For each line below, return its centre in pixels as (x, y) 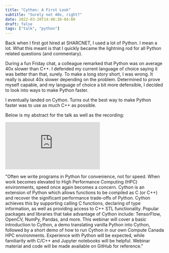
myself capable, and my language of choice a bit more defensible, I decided (84, 85)
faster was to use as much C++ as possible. (51, 105)
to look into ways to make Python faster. (47, 90)
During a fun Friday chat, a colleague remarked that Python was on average (84, 64)
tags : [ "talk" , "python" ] (32, 29)
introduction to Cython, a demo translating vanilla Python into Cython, (78, 225)
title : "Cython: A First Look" (38, 10)
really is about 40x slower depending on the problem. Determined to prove (83, 80)
